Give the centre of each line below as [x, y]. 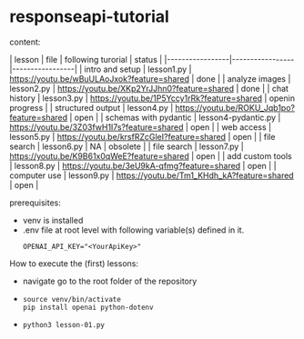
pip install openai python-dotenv [88, 307]
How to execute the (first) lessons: [74, 263]
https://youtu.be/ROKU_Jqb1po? [235, 107]
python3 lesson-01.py [63, 324]
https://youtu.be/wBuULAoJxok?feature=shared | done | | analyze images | [150, 78]
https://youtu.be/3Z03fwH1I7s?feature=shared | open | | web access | [140, 127]
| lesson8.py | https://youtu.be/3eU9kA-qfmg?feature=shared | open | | [143, 165]
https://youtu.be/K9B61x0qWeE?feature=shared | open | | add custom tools [151, 155]
